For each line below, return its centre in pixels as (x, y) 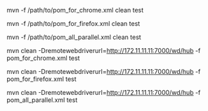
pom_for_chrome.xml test (43, 58)
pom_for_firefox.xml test (41, 79)
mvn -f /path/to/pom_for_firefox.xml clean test (73, 23)
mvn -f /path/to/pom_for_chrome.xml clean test (75, 10)
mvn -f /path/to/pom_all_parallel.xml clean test (74, 37)
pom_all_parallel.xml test (42, 100)
